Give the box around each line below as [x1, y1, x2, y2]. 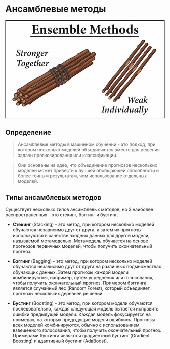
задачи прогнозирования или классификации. [17, 152, 118, 159]
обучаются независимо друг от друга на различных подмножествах [12, 264, 161, 270]
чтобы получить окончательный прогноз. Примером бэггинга [12, 280, 147, 286]
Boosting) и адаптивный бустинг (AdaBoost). [12, 338, 108, 344]
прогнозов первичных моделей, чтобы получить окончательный [12, 243, 153, 249]
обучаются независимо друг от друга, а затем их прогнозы [12, 227, 142, 233]
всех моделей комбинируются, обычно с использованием [12, 322, 140, 328]
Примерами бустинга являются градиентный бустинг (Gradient [12, 333, 150, 339]
